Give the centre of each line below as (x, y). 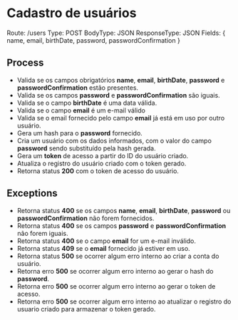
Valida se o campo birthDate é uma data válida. (87, 103)
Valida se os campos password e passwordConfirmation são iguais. (118, 95)
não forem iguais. (42, 233)
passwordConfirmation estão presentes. (78, 88)
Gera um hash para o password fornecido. (80, 133)
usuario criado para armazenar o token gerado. (86, 309)
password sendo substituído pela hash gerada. (86, 148)
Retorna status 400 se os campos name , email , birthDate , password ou (124, 210)
